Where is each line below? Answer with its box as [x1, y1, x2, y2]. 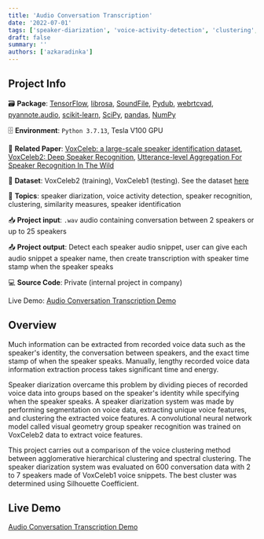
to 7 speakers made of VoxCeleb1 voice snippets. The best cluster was [8, 470, 237, 480]
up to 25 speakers [8, 226, 67, 236]
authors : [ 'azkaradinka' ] [8, 48, 93, 56]
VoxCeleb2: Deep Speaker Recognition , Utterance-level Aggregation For [8, 152, 242, 161]
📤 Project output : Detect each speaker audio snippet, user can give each [8, 242, 247, 252]
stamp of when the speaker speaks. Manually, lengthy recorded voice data [8, 356, 250, 366]
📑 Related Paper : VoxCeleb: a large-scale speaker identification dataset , [8, 143, 243, 153]
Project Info [8, 77, 67, 90]
